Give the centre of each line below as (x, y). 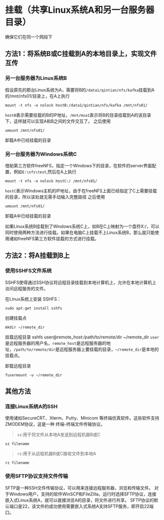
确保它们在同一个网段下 (29, 37)
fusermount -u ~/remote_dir (34, 375)
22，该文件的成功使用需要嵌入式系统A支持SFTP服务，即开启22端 (88, 506)
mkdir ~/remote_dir (25, 327)
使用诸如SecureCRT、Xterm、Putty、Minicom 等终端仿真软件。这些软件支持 (82, 418)
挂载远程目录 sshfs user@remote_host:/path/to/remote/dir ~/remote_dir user (82, 337)
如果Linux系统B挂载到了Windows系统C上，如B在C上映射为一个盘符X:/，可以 (82, 226)
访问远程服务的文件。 (26, 288)
